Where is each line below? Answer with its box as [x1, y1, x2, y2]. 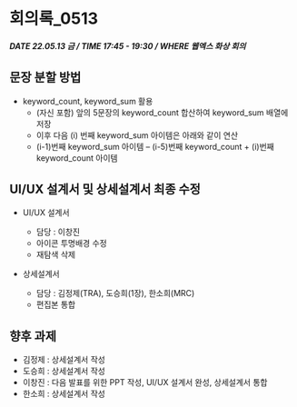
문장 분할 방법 [9, 70, 82, 85]
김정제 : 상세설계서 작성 [22, 354, 106, 365]
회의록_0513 [9, 8, 98, 29]
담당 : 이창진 [35, 226, 80, 237]
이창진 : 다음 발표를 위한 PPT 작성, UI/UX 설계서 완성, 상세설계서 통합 [22, 377, 268, 388]
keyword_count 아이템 [35, 152, 118, 164]
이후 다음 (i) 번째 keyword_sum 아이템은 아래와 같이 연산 [35, 129, 239, 141]
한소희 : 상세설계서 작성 [22, 388, 106, 400]
